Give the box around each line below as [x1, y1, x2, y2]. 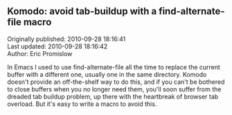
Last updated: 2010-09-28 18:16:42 [7, 42, 108, 51]
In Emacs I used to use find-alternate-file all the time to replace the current [7, 62, 220, 71]
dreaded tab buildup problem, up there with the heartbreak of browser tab [7, 92, 219, 100]
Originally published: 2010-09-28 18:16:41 [7, 35, 126, 43]
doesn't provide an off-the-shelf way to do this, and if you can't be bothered [7, 78, 225, 86]
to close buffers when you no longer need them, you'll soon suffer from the [7, 85, 222, 93]
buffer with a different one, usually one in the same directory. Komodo [7, 70, 207, 78]
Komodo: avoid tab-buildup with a [7, 6, 157, 17]
